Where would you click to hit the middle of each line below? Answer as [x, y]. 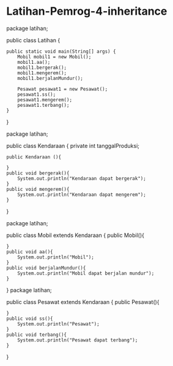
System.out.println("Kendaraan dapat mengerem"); [82, 195]
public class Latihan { [33, 40]
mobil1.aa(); [34, 62]
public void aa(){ [30, 252]
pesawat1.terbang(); [43, 105]
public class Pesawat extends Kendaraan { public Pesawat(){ [83, 302]
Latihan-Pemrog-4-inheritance [87, 11]
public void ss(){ [30, 318]
